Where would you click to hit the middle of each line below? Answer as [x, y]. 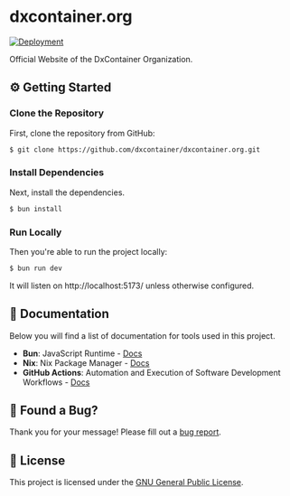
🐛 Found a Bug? [54, 411]
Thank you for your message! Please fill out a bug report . [115, 432]
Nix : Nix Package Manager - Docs [86, 362]
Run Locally [36, 232]
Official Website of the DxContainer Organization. [101, 59]
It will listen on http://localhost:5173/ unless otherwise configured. [132, 285]
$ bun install [36, 209]
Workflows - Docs [56, 382]
